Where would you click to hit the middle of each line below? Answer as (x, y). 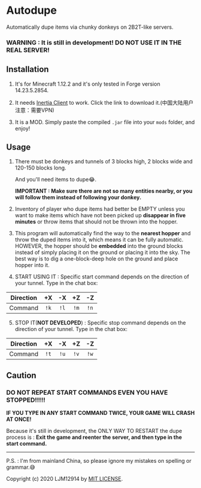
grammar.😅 (21, 467)
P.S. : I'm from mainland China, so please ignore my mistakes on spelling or (99, 461)
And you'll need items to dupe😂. (56, 180)
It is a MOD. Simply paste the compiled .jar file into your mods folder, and (105, 122)
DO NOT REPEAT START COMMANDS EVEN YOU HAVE (87, 392)
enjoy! (22, 128)
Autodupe (31, 10)
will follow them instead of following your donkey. (78, 198)
